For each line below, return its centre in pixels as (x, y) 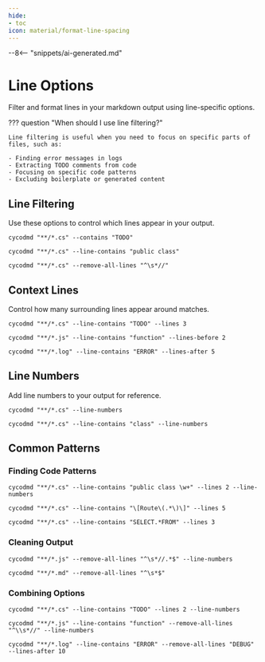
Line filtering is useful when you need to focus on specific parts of (129, 138)
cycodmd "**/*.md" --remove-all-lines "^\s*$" (87, 573)
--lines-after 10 (37, 652)
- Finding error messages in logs (66, 159)
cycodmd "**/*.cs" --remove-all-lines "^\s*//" (89, 266)
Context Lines (44, 290)
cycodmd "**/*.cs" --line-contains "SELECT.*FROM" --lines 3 (112, 522)
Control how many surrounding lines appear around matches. (109, 309)
